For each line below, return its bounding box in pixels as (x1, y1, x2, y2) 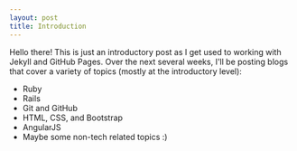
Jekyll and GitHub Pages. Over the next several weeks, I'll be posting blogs (9, 56, 289, 67)
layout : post (9, 13, 59, 23)
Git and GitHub (22, 102, 79, 113)
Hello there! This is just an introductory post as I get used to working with (9, 46, 282, 57)
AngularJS (22, 121, 61, 132)
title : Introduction (9, 22, 88, 31)
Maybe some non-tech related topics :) (22, 131, 168, 142)
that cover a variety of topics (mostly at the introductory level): (9, 65, 242, 77)
